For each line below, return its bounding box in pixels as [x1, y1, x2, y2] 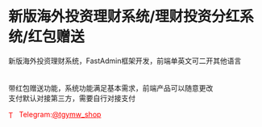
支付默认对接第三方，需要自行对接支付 [8, 93, 135, 103]
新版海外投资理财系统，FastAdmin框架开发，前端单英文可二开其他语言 [8, 56, 242, 66]
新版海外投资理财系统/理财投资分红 [8, 7, 240, 26]
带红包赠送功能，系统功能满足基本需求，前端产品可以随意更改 [8, 83, 214, 93]
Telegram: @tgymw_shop [19, 109, 102, 119]
